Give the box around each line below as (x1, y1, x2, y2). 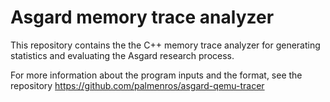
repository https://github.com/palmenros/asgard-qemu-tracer (10, 79, 265, 91)
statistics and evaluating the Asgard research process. (10, 49, 235, 61)
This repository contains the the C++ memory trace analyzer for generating (10, 39, 321, 51)
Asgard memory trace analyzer (10, 6, 275, 29)
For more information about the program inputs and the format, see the (10, 69, 303, 81)
